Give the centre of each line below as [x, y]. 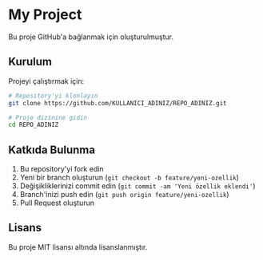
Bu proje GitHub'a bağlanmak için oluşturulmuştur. [91, 37]
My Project [45, 15]
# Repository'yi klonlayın [53, 96]
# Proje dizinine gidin [48, 117]
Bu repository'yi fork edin [62, 169]
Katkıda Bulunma [52, 150]
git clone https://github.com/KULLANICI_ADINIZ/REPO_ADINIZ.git [118, 103]
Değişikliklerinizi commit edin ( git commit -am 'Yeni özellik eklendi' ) [137, 186]
